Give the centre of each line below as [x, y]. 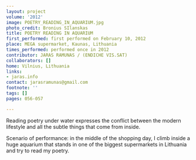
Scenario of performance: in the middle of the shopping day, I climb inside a [98, 138]
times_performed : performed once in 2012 [58, 50]
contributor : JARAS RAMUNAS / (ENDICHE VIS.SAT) [67, 55]
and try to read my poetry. [38, 151]
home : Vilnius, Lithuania [38, 66]
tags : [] [17, 93]
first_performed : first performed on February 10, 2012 [76, 39]
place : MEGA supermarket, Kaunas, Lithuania [62, 45]
